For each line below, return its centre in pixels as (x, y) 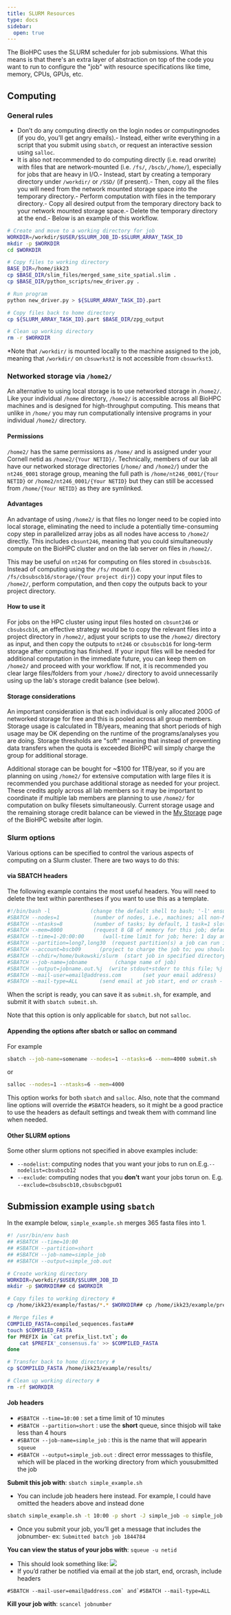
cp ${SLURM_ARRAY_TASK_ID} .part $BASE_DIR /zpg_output (86, 319)
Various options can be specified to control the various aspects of (100, 853)
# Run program (27, 294)
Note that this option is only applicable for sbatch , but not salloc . (99, 1015)
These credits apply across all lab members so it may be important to (105, 791)
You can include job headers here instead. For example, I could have (114, 1496)
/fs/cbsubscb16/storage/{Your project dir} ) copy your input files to (105, 576)
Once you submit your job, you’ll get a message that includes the (109, 1529)
